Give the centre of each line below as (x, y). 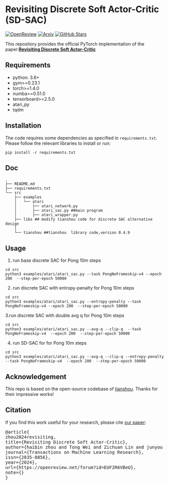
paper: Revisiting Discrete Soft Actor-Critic (51, 49)
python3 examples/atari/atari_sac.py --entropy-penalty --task (73, 302)
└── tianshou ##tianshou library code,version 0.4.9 (72, 233)
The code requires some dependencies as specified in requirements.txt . (81, 138)
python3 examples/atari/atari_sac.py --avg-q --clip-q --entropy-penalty (85, 357)
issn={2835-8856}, (28, 457)
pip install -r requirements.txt (40, 152)
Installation (23, 126)
